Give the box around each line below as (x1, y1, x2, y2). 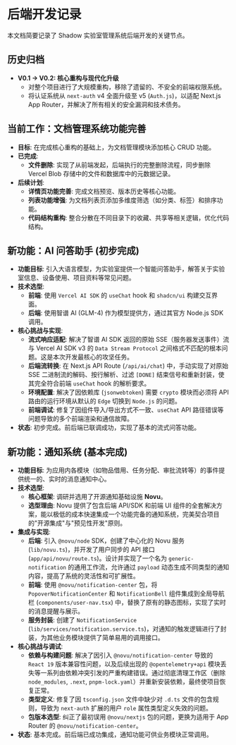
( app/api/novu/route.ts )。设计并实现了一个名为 (27, 554, 168, 562)
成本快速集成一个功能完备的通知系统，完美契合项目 (71, 510, 220, 519)
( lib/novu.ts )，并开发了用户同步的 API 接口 (27, 546, 155, 554)
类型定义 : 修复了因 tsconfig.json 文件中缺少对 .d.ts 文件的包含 (27, 695, 213, 703)
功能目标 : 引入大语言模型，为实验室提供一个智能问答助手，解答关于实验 (17, 265, 225, 273)
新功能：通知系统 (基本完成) (7, 445, 128, 458)
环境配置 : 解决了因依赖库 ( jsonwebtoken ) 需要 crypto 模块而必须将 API (27, 388, 229, 397)
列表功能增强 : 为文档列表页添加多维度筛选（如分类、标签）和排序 (27, 195, 217, 204)
